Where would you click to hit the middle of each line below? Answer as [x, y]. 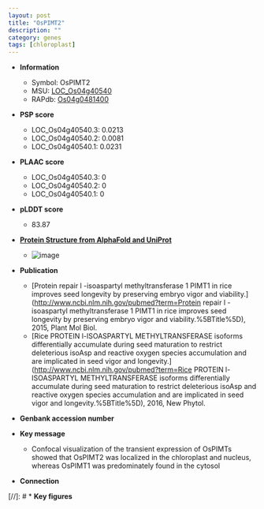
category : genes [35, 37]
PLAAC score [42, 162]
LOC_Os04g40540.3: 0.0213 [77, 130]
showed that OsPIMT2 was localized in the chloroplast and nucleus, [141, 458]
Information [39, 67]
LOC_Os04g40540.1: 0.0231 [76, 147]
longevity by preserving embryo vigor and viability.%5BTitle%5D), [138, 320]
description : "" [35, 30]
